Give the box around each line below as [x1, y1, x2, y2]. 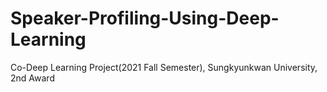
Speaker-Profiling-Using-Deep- [10, 7, 280, 30]
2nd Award [10, 72, 55, 84]
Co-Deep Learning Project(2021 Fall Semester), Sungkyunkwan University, [10, 61, 318, 73]
